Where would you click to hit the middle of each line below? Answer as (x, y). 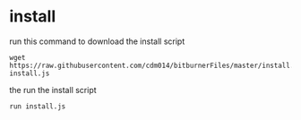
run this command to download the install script (97, 41)
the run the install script (53, 90)
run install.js (38, 106)
